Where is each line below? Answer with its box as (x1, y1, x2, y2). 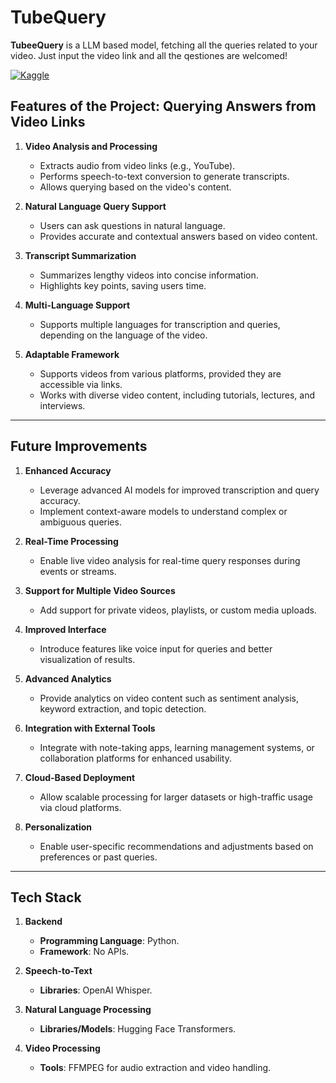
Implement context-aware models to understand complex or (39, 505, 288, 517)
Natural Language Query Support (24, 200, 167, 212)
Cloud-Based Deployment (24, 771, 136, 783)
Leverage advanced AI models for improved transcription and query (39, 484, 320, 496)
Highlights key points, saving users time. (39, 279, 207, 291)
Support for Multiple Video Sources (24, 584, 176, 596)
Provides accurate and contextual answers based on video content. (39, 230, 318, 242)
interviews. (39, 399, 86, 411)
